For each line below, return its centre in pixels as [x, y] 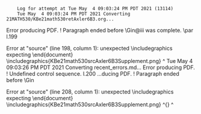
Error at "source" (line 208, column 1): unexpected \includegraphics [90, 92]
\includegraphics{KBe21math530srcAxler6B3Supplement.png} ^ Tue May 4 [100, 61]
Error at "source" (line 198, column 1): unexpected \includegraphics [89, 48]
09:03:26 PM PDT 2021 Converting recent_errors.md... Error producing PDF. [101, 67]
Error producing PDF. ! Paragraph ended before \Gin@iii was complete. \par [100, 30]
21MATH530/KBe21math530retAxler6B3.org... [60, 19]
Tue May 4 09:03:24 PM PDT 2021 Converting [74, 14]
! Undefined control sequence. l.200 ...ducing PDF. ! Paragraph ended [93, 74]
